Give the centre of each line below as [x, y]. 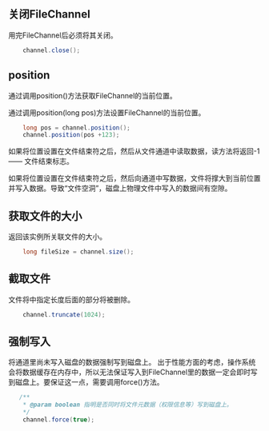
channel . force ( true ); [58, 420]
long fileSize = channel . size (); [78, 252]
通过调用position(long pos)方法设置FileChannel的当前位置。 [107, 112]
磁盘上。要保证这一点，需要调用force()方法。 [89, 382]
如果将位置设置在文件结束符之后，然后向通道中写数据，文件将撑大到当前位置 [134, 178]
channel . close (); [52, 50]
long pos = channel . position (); [76, 128]
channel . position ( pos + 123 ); [71, 135]
